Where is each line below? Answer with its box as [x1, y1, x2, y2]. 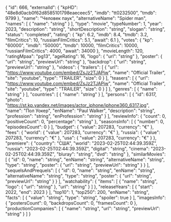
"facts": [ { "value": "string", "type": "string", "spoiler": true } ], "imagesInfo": [5, 194, 166, 201]
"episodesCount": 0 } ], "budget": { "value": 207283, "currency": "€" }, [5, 124, 154, 130]
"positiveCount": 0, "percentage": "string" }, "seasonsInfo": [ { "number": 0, [5, 119, 164, 124]
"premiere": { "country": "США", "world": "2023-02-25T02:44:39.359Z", [5, 140, 157, 146]
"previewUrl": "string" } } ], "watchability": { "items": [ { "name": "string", [5, 179, 158, 184]
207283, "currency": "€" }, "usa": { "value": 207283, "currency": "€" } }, [5, 135, 157, 141]
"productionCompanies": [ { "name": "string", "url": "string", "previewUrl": [5, 206, 161, 211]
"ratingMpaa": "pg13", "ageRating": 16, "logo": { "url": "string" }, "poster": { [5, 53, 162, 59]
